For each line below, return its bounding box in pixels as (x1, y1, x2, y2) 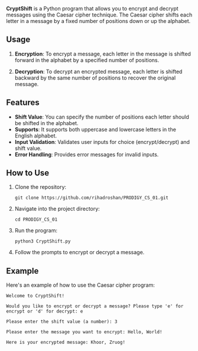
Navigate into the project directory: (14, 205, 100, 212)
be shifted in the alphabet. (14, 119, 79, 126)
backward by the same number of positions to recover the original (14, 74, 176, 81)
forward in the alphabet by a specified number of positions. (14, 56, 160, 64)
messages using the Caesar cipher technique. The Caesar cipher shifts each (6, 11, 193, 18)
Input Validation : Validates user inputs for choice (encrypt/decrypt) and (14, 138, 190, 145)
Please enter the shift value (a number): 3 (6, 319, 118, 325)
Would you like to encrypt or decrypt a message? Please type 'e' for (6, 303, 184, 309)
